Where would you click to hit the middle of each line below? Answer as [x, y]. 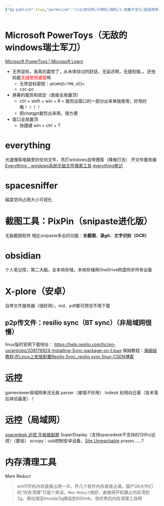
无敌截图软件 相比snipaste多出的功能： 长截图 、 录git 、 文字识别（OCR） [77, 236]
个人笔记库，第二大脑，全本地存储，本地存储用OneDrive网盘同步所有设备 [79, 270]
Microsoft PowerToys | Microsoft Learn [44, 61]
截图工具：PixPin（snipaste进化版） [79, 221]
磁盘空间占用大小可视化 [29, 200]
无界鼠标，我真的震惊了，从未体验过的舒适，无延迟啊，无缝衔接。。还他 [84, 71]
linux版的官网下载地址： [29, 344]
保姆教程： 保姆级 [140, 351]
